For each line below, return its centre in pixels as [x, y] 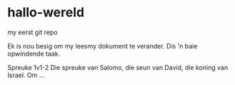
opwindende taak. [34, 54]
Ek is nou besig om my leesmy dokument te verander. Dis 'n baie [102, 46]
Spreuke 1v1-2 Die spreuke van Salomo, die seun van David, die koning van [118, 67]
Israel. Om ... [26, 75]
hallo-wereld [46, 12]
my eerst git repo [33, 32]
